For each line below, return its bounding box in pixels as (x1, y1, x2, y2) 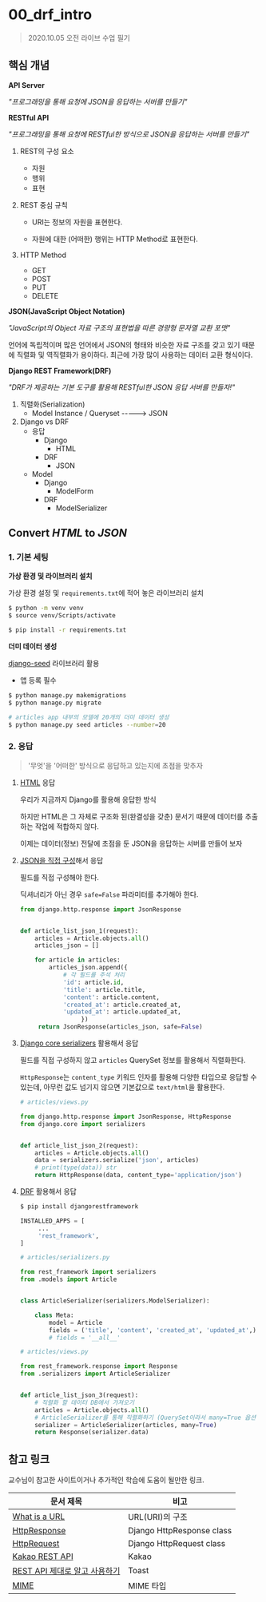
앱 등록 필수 (19, 676, 58, 685)
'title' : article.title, (62, 985, 146, 993)
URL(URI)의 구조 (127, 1512, 188, 1523)
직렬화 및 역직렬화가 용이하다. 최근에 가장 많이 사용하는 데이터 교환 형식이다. (16, 350, 253, 359)
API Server (8, 80, 46, 89)
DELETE (31, 291, 58, 300)
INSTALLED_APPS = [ (19, 1216, 85, 1225)
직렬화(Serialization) (19, 399, 85, 409)
